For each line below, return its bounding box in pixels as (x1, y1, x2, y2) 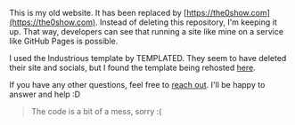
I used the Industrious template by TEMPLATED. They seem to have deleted (9, 53, 287, 63)
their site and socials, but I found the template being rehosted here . (9, 62, 256, 73)
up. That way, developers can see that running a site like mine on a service (9, 27, 283, 36)
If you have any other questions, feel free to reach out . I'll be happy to (9, 80, 266, 90)
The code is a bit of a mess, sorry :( (30, 106, 162, 116)
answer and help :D (9, 89, 81, 99)
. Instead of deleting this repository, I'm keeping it (94, 17, 278, 27)
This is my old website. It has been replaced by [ (9, 8, 187, 18)
